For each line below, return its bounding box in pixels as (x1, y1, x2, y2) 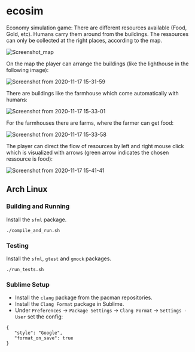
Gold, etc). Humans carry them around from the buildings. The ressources (6, 30, 189, 37)
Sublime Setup (6, 280, 50, 288)
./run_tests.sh (6, 266, 44, 272)
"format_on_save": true (14, 335, 74, 341)
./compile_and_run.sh (6, 227, 60, 233)
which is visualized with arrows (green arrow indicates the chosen (6, 149, 169, 156)
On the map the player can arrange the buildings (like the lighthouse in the (6, 60, 190, 67)
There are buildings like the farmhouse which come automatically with (6, 89, 179, 97)
